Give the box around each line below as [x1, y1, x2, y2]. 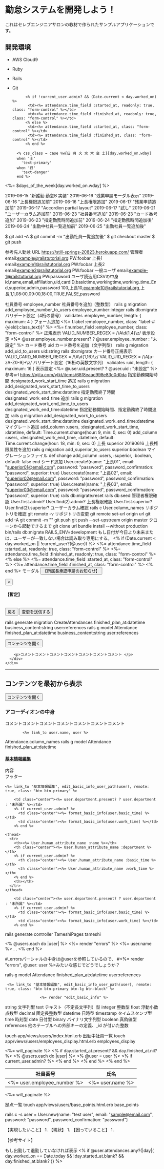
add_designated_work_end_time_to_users [5, 401, 89, 407]
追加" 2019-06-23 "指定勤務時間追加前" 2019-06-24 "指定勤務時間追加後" [5, 217, 154, 223]
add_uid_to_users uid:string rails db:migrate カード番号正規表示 [5, 348, 132, 354]
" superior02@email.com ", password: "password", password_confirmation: [5, 475, 155, 481]
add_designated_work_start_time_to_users [5, 383, 90, 389]
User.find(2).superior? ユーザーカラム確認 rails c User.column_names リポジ [5, 505, 158, 511]
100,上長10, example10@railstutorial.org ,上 [61, 285, 145, 290]
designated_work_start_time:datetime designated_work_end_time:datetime [5, 418, 155, 424]
